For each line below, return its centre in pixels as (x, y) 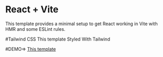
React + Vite (32, 9)
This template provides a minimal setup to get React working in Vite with (81, 24)
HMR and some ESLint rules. (35, 29)
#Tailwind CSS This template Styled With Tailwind (58, 39)
